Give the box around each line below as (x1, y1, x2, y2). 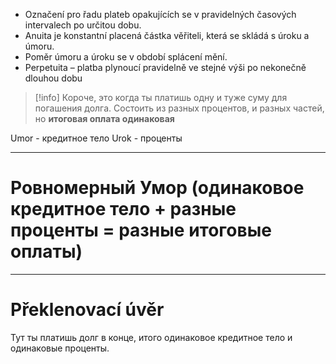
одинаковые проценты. (10, 342, 110, 354)
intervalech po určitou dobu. (24, 19, 142, 31)
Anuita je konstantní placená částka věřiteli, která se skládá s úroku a (24, 30, 310, 41)
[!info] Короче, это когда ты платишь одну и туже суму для (34, 92, 288, 103)
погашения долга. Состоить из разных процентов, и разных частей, (34, 102, 325, 114)
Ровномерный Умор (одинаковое (10, 177, 305, 199)
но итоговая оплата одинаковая (34, 113, 175, 124)
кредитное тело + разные (10, 198, 237, 221)
